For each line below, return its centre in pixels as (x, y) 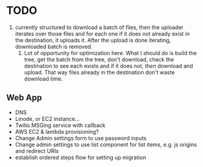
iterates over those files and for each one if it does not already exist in (102, 33)
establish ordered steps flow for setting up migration (81, 157)
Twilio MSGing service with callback (60, 125)
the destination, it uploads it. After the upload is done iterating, (93, 40)
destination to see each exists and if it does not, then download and (108, 66)
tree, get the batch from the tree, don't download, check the (99, 59)
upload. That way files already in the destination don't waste (99, 72)
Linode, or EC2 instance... (47, 119)
